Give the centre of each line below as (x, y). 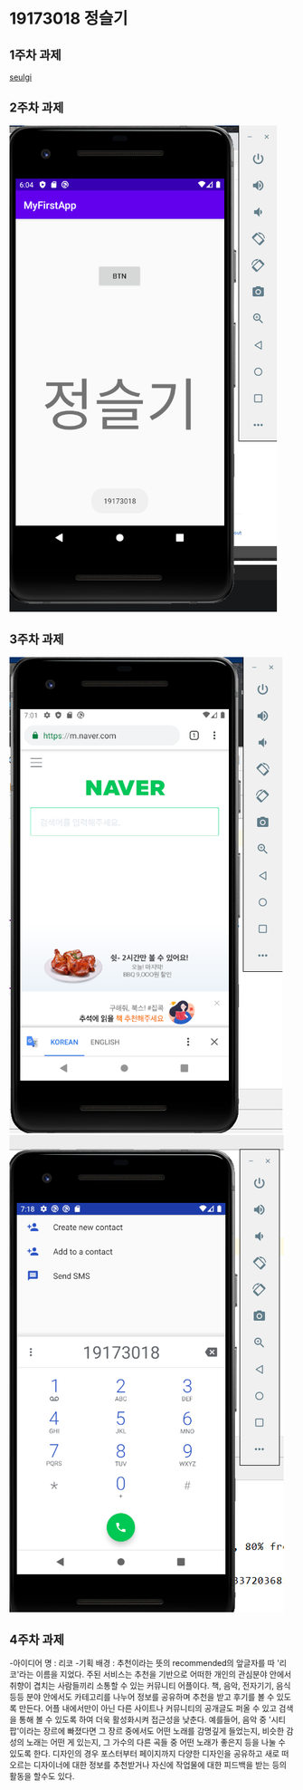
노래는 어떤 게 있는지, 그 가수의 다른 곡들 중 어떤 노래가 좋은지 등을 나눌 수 (156, 1742)
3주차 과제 (37, 640)
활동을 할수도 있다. (42, 1776)
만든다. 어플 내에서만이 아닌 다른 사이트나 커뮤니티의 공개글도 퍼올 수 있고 (148, 1708)
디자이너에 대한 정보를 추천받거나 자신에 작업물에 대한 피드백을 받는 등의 (160, 1765)
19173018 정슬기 (69, 19)
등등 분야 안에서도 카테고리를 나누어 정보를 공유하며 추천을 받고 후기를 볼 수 (142, 1697)
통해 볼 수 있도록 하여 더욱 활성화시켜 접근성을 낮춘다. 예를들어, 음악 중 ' (145, 1720)
